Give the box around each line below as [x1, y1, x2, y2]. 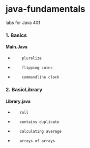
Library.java [5, 98, 31, 104]
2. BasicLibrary [5, 86, 43, 93]
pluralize [22, 56, 42, 61]
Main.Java [5, 44, 28, 50]
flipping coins [22, 65, 53, 71]
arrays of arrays [19, 139, 55, 144]
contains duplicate [19, 120, 60, 124]
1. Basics [5, 32, 27, 39]
